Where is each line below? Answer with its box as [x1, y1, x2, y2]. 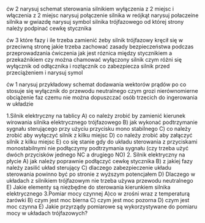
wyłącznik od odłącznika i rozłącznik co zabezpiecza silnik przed [6, 62, 170, 70]
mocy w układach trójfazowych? [6, 210, 88, 216]
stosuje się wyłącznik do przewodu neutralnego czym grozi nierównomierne [6, 87, 198, 94]
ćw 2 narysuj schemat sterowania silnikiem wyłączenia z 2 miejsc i [6, 5, 174, 12]
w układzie [6, 100, 34, 108]
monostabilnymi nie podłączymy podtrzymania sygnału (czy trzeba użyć [6, 145, 188, 152]
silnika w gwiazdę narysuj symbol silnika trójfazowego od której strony [6, 18, 184, 25]
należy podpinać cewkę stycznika [6, 24, 92, 32]
